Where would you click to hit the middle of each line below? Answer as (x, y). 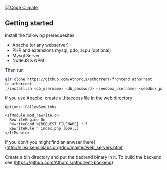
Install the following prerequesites (40, 35)
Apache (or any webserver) (40, 45)
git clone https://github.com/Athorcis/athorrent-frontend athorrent (79, 79)
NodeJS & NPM (28, 60)
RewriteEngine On (28, 120)
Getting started (29, 23)
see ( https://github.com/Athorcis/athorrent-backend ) (59, 162)
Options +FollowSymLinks (31, 107)
